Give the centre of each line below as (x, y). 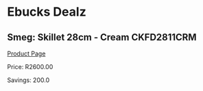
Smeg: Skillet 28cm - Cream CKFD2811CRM (102, 37)
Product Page (26, 53)
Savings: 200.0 (28, 80)
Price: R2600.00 (30, 67)
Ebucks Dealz (47, 12)
